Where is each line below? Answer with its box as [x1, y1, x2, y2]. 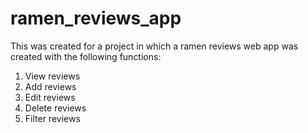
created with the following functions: [10, 50, 162, 62]
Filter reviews [24, 112, 81, 124]
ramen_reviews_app [10, 7, 182, 30]
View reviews [24, 70, 81, 82]
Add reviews [24, 80, 77, 92]
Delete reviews [24, 102, 87, 114]
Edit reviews [24, 91, 76, 103]
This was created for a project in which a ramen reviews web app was [10, 40, 299, 52]
